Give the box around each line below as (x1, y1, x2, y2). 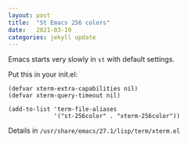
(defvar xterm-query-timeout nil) (8, 91, 121, 100)
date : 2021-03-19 (8, 26, 72, 34)
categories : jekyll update (8, 33, 96, 41)
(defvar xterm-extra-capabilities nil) (8, 85, 139, 93)
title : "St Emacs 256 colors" (8, 19, 110, 27)
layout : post (8, 11, 51, 20)
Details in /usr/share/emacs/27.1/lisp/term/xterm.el (8, 126, 180, 135)
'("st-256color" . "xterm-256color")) (53, 113, 180, 120)
